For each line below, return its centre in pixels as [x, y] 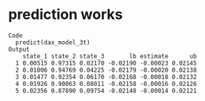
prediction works [66, 15]
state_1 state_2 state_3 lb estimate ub [110, 56]
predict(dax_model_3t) [53, 42]
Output [19, 49]
